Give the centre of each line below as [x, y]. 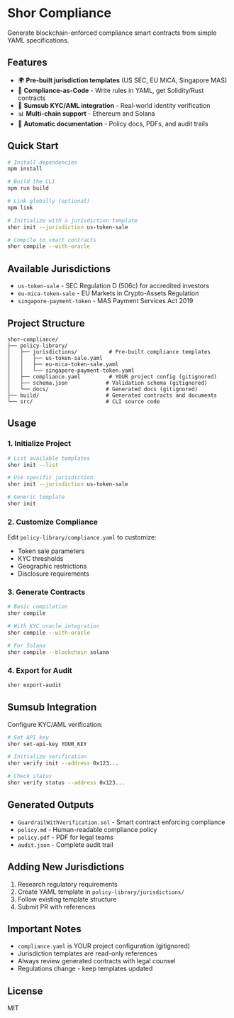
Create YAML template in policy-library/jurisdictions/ [101, 892]
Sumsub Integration [52, 707]
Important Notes [44, 929]
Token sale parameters [51, 551]
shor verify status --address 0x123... [66, 783]
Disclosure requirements [54, 574]
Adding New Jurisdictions [66, 867]
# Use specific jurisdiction [50, 478]
